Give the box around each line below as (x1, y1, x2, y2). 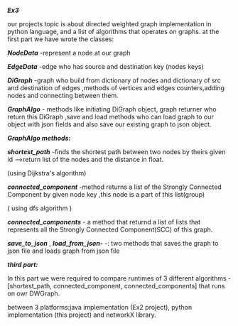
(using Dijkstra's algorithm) (7, 169, 87, 177)
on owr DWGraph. (7, 289, 60, 298)
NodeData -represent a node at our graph (7, 49, 131, 57)
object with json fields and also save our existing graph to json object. (7, 120, 212, 129)
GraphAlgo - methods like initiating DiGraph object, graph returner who (7, 105, 217, 113)
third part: (7, 261, 38, 268)
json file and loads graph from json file (7, 246, 120, 255)
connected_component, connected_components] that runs (53, 282, 225, 290)
